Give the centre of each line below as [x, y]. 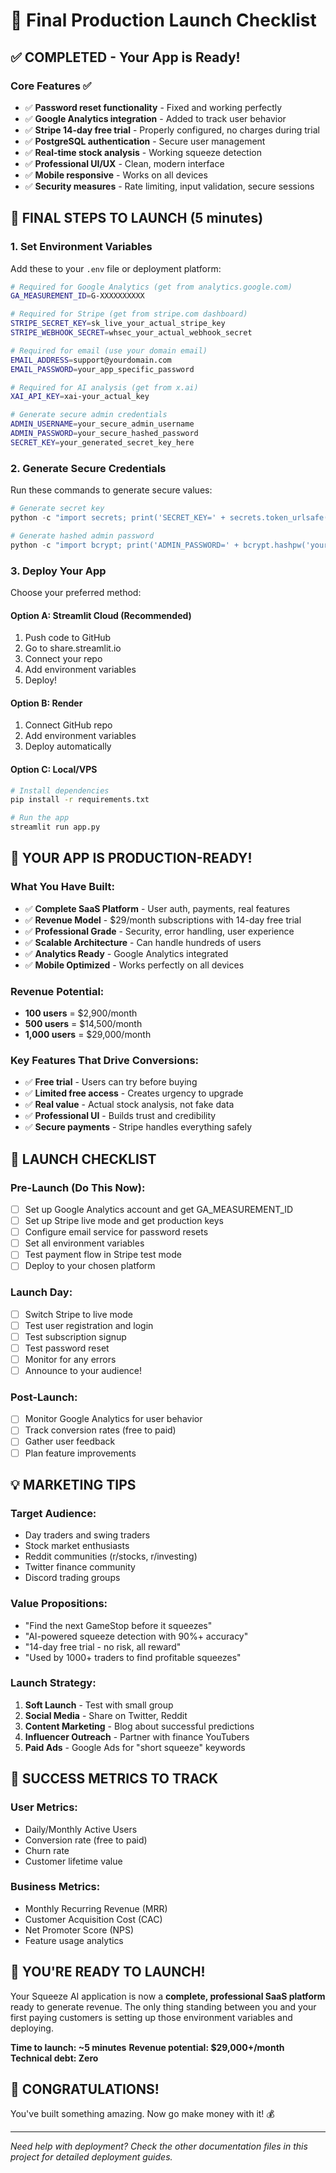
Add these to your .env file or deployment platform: [116, 268]
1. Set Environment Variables [81, 247]
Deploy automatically [68, 746]
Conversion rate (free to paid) [86, 1840]
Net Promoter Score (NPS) [79, 1930]
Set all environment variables [84, 1243]
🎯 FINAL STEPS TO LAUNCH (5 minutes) [137, 218]
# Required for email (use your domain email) [109, 350]
